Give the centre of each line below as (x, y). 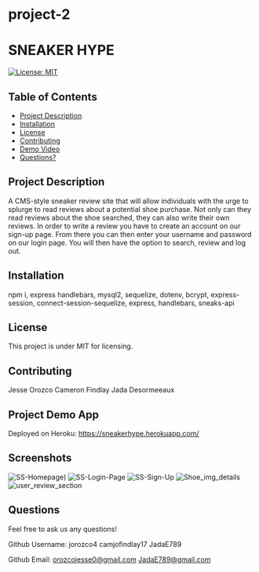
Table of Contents (53, 97)
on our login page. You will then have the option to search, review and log (127, 242)
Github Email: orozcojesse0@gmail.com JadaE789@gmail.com (109, 559)
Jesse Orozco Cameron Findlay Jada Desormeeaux (91, 390)
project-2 (39, 15)
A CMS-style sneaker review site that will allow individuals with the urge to (128, 201)
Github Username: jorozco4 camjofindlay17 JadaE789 (95, 544)
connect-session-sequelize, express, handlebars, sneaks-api (135, 303)
